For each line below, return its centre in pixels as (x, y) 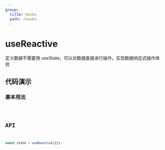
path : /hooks (23, 19)
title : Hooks (23, 14)
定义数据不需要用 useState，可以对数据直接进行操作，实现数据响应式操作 (80, 58)
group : (12, 10)
